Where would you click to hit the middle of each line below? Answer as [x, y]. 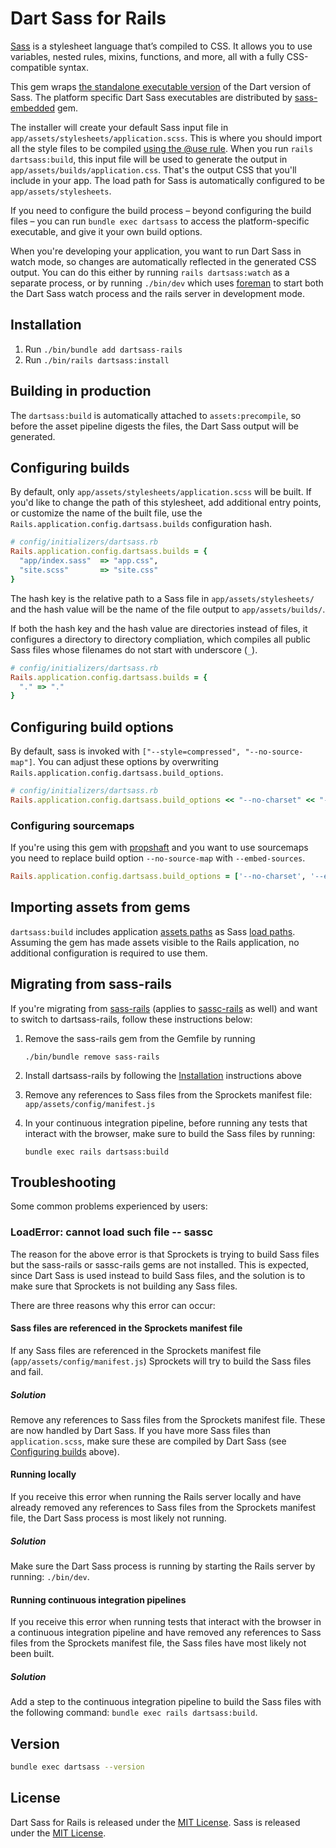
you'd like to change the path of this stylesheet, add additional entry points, [166, 503]
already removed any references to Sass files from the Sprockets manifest [163, 1508]
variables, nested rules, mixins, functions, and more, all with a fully [147, 56]
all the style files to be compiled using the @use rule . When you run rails [162, 148]
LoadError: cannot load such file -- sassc [112, 1232]
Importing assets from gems [100, 907]
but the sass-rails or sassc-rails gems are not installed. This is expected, [160, 1264]
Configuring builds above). [65, 1451]
